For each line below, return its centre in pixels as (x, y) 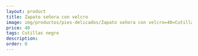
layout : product (26, 11)
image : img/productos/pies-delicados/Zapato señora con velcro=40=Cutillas (101, 22)
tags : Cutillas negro (33, 33)
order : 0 (17, 44)
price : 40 (18, 28)
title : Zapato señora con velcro (47, 17)
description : (22, 38)
